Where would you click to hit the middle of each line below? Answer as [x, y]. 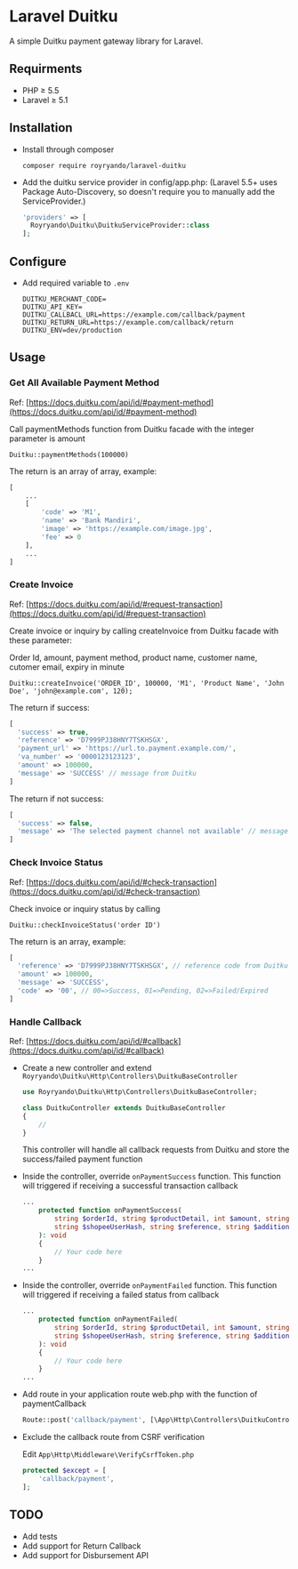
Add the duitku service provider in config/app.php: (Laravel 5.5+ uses [149, 182]
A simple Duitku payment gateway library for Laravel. [106, 41]
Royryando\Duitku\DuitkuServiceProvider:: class [121, 225]
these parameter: [41, 640]
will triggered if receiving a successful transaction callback [130, 1186]
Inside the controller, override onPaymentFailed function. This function [149, 1285]
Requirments [46, 69]
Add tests [40, 1536]
